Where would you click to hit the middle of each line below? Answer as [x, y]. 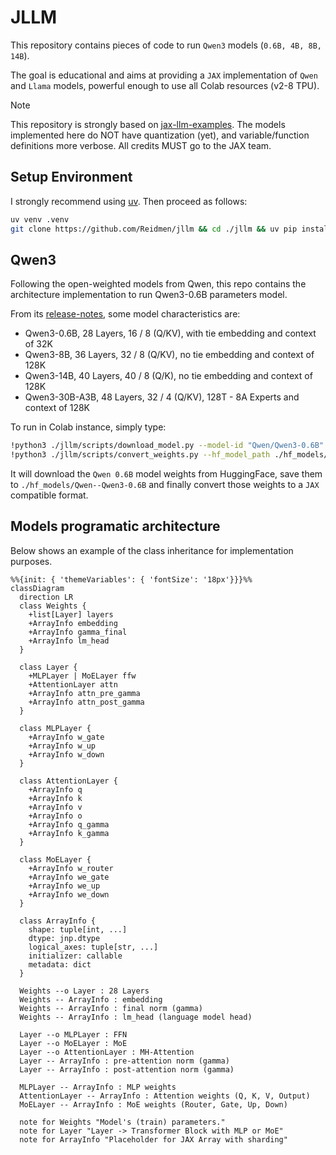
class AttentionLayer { [68, 781]
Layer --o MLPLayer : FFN [73, 1034]
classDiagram [37, 588]
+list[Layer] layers [71, 614]
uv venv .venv [40, 219]
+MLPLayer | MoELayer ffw [82, 676]
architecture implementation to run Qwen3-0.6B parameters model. [149, 295]
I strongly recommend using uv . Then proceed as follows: [129, 201]
